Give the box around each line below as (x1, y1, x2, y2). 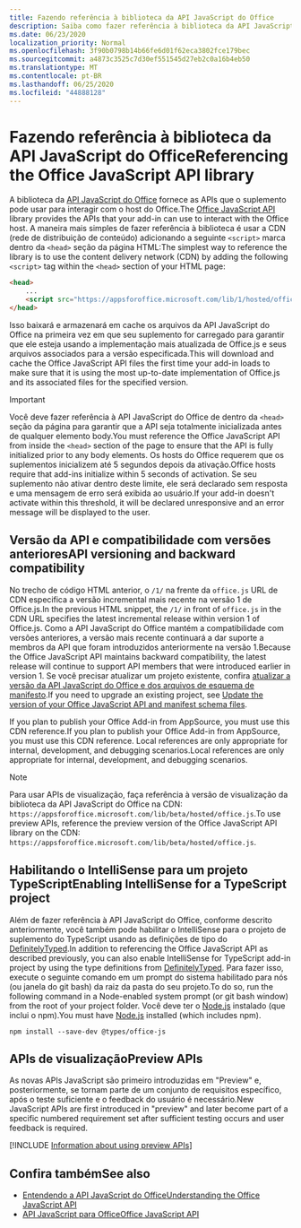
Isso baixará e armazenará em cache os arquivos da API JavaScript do (9, 319, 271, 330)
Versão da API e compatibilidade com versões (9, 532, 271, 548)
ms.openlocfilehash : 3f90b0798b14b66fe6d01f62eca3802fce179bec (9, 47, 251, 56)
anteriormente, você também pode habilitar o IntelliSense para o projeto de (9, 924, 287, 935)
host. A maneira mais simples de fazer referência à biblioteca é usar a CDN (9, 223, 287, 234)
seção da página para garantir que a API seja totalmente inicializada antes (9, 420, 282, 431)
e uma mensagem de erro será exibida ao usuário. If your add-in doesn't (9, 488, 275, 498)
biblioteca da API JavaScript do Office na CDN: (9, 799, 183, 809)
